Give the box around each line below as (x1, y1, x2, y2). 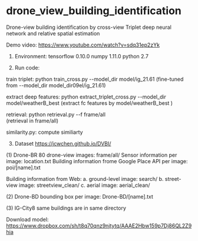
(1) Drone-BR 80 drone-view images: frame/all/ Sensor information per (6, 151, 177, 159)
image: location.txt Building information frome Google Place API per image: (6, 157, 188, 164)
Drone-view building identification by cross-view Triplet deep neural (6, 24, 172, 31)
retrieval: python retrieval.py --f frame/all (6, 111, 106, 118)
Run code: (14, 64, 40, 71)
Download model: (6, 216, 49, 223)
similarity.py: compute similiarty (6, 128, 84, 136)
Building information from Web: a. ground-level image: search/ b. (6, 175, 164, 182)
